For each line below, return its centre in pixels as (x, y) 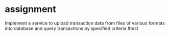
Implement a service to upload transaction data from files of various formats (85, 23)
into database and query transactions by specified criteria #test (71, 28)
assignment (31, 9)
